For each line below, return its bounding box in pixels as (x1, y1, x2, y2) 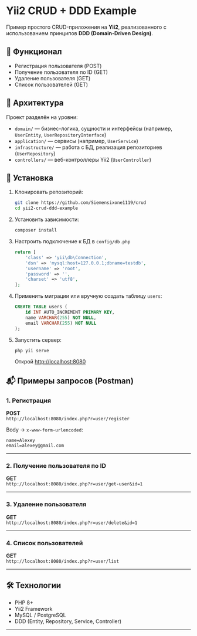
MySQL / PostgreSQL (14, 611, 66, 618)
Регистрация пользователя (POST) (14, 62, 102, 69)
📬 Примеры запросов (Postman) (6, 376, 134, 386)
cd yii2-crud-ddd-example (14, 205, 78, 212)
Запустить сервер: (14, 336, 62, 343)
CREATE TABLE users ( (14, 304, 67, 310)
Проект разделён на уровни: (6, 113, 78, 121)
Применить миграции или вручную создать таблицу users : (14, 293, 162, 300)
